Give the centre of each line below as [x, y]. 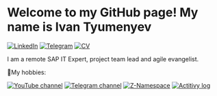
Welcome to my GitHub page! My [103, 13]
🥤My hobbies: [27, 72]
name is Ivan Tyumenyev [79, 27]
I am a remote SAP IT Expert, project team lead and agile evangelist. [103, 59]
